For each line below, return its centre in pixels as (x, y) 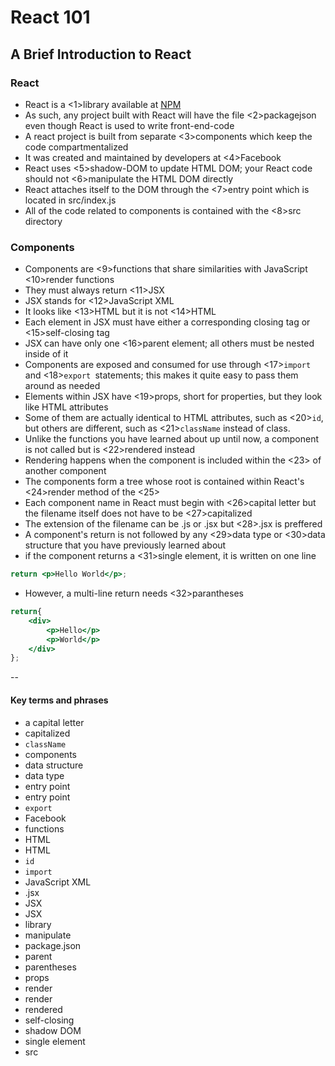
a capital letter (54, 722)
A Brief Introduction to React (101, 54)
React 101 (50, 17)
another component (65, 471)
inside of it (46, 354)
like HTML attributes (66, 407)
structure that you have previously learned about (125, 545)
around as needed (62, 386)
